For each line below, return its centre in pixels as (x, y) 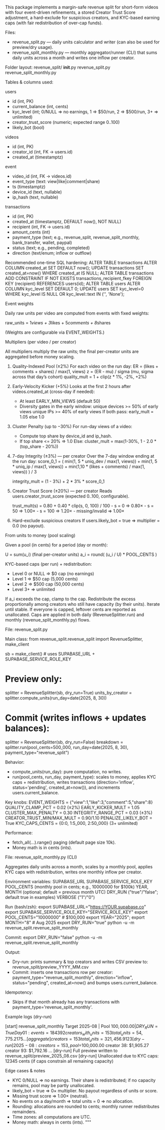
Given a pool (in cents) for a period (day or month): (56, 545)
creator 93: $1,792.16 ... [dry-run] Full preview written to (61, 1051)
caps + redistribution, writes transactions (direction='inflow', (73, 782)
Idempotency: (19, 992)
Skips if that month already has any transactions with (66, 1002)
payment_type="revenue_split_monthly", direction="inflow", (73, 977)
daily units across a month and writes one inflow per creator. (73, 58)
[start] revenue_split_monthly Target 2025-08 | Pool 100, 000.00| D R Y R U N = (82, 1027)
